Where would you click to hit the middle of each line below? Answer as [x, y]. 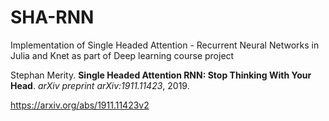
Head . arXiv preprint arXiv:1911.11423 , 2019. [100, 85]
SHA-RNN [52, 17]
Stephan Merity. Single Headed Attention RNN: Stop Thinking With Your [161, 75]
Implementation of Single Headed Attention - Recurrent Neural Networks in [165, 45]
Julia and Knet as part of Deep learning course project [122, 55]
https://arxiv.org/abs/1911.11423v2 [80, 105]
